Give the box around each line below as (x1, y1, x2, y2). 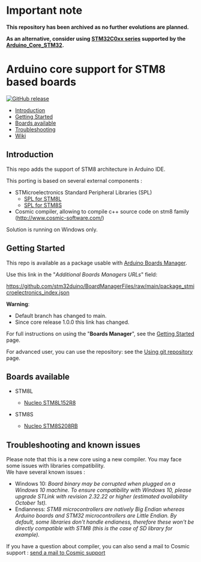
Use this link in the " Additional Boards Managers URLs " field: (6, 271, 158, 278)
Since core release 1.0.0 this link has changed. (14, 318, 130, 326)
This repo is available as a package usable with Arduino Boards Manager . (6, 259, 187, 266)
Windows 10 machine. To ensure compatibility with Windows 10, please (14, 486, 192, 494)
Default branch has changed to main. (14, 312, 107, 319)
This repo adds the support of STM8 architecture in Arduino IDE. (6, 166, 166, 173)
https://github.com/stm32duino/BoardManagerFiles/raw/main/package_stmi (6, 282, 195, 290)
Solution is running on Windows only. (6, 226, 98, 233)
